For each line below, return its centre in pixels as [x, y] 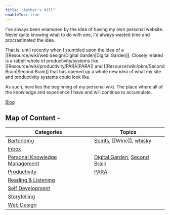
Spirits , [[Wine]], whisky [123, 141]
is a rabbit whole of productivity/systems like [52, 60]
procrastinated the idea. [30, 40]
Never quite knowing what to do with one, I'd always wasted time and [78, 35]
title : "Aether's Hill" [30, 10]
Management [24, 164]
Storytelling [22, 197]
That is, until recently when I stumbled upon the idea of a [65, 50]
